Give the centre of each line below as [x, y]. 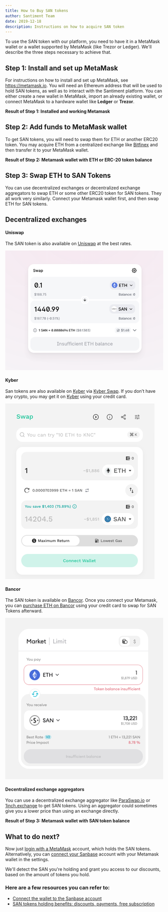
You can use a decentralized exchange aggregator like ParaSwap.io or [78, 800]
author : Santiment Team [30, 16]
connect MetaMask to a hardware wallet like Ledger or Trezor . [70, 102]
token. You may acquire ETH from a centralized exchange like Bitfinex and [81, 145]
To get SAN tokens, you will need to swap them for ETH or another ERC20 [81, 139]
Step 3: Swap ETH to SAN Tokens [58, 176]
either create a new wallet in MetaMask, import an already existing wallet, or [84, 96]
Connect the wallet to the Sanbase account [57, 898]
